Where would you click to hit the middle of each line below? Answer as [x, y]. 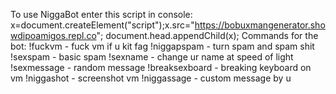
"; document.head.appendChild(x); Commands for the [207, 35]
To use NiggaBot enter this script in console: [101, 14]
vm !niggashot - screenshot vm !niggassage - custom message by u [151, 78]
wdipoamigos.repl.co [53, 35]
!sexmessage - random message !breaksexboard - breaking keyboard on [161, 67]
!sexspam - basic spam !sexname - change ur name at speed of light [152, 57]
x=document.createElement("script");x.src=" [102, 25]
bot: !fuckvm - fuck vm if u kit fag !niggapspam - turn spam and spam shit [162, 46]
